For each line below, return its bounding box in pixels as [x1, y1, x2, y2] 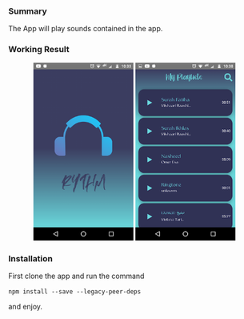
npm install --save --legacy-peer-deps [8, 288, 142, 296]
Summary [8, 6, 48, 17]
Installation [8, 253, 54, 264]
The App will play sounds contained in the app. [8, 24, 163, 34]
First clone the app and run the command [8, 271, 145, 281]
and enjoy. [8, 302, 42, 312]
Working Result [8, 44, 70, 55]
